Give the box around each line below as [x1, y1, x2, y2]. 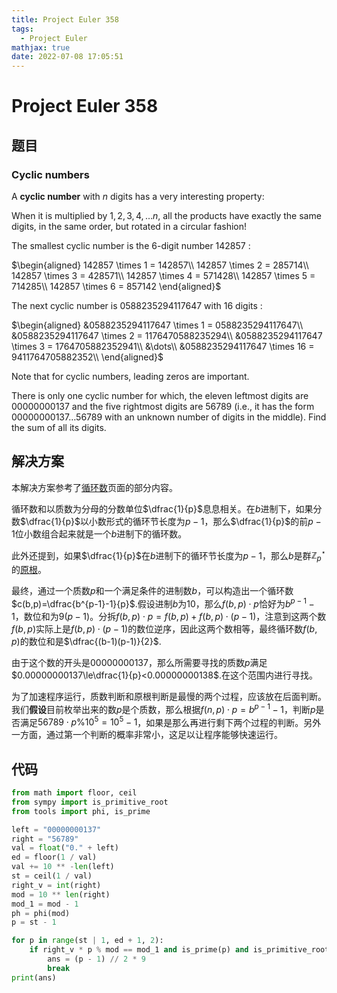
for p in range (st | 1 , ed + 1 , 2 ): [11, 936, 164, 946]
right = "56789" [11, 834, 79, 844]
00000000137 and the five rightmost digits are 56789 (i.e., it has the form [11, 401, 315, 412]
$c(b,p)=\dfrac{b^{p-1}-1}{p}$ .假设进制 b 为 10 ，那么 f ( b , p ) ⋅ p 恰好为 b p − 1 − [11, 596, 315, 610]
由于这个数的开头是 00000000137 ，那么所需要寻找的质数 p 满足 [11, 656, 268, 668]
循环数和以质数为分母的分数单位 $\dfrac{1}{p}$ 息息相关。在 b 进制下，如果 [11, 502, 314, 515]
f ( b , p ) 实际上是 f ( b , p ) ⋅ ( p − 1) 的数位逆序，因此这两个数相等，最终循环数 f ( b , [11, 622, 318, 635]
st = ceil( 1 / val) [11, 871, 93, 881]
